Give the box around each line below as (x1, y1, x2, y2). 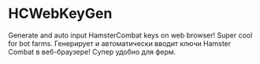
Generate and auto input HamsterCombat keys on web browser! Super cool (8, 30, 253, 40)
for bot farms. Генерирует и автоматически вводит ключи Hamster (8, 38, 232, 48)
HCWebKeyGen (8, 5, 113, 23)
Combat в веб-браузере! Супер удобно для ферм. (8, 47, 176, 56)
